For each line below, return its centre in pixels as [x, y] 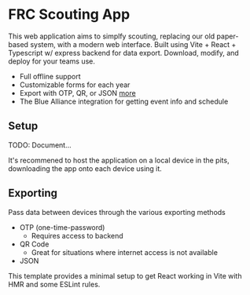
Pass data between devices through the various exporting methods [117, 212]
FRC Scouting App [69, 15]
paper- [228, 36]
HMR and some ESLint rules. [54, 284]
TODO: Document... [40, 145]
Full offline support [50, 76]
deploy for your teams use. [52, 61]
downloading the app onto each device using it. [85, 168]
